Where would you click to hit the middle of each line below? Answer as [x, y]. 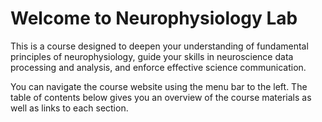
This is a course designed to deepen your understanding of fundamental [159, 46]
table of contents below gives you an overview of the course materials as [161, 97]
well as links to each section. [69, 108]
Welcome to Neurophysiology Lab [154, 18]
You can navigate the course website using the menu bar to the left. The [159, 86]
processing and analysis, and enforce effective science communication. [158, 67]
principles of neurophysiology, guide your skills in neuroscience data [152, 56]
